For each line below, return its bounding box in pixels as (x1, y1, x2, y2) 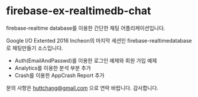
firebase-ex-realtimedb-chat (6, 4, 151, 18)
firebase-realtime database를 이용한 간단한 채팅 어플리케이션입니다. (6, 24, 165, 31)
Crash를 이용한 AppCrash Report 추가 (14, 72, 105, 79)
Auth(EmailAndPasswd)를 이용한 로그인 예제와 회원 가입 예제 (14, 57, 157, 64)
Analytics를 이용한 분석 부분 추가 (14, 64, 92, 72)
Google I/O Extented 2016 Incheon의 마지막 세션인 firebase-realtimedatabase (6, 37, 192, 44)
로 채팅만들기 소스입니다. (6, 44, 63, 51)
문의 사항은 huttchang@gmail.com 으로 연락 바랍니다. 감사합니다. (6, 84, 158, 91)
